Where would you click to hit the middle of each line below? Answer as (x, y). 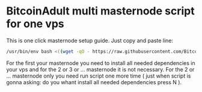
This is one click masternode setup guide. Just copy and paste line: (90, 40)
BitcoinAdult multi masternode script (100, 11)
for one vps (35, 24)
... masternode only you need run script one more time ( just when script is (99, 76)
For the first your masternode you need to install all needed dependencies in (101, 63)
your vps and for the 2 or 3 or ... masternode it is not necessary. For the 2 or (100, 69)
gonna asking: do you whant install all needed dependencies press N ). (94, 82)
